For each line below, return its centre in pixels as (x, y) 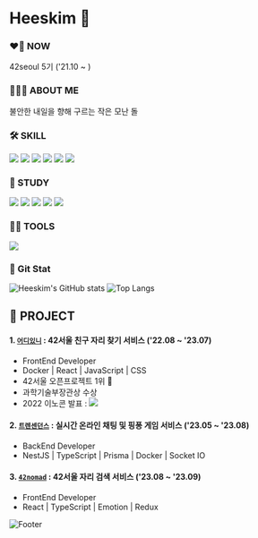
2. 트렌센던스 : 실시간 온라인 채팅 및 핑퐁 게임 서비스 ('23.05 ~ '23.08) (129, 425)
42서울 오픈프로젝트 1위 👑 (67, 380)
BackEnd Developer (59, 446)
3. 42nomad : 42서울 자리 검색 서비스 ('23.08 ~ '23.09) (105, 477)
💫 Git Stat (30, 269)
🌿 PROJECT (42, 316)
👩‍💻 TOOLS (32, 226)
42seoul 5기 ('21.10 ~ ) (50, 67)
